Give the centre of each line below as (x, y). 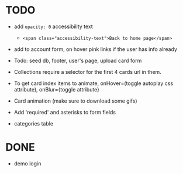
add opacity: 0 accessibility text (53, 26)
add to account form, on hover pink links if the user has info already (96, 49)
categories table (34, 123)
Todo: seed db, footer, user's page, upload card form (78, 60)
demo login (27, 163)
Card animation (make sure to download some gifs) (76, 101)
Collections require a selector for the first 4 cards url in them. (87, 72)
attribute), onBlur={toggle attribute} (57, 89)
